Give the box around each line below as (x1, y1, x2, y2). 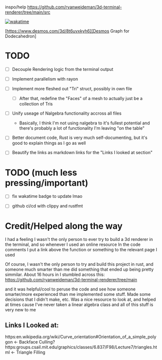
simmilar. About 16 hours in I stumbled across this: (5, 272, 105, 277)
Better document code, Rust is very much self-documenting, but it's (12, 135, 147, 140)
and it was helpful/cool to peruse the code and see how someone (5, 286, 136, 292)
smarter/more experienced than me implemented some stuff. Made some (5, 291, 151, 297)
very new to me (5, 307, 36, 313)
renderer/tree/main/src (5, 9, 51, 15)
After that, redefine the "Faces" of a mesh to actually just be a (19, 96, 143, 102)
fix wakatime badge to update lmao (12, 193, 83, 199)
